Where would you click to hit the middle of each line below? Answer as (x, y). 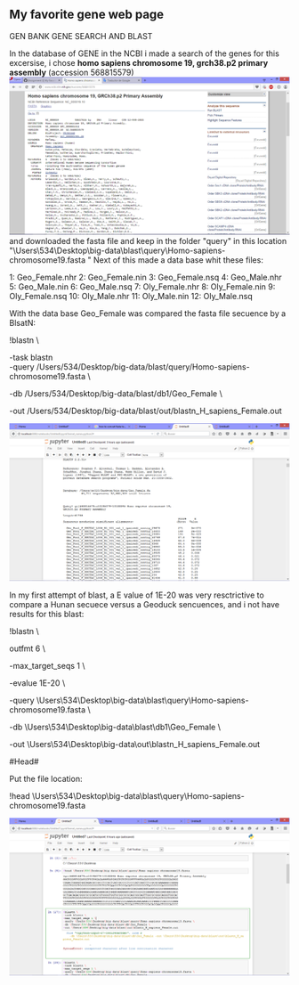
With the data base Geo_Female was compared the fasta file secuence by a (148, 313)
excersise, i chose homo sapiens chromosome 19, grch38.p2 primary (139, 62)
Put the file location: (46, 778)
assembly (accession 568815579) (72, 72)
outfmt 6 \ (28, 648)
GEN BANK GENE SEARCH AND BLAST (81, 36)
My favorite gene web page (87, 15)
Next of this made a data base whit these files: (178, 260)
